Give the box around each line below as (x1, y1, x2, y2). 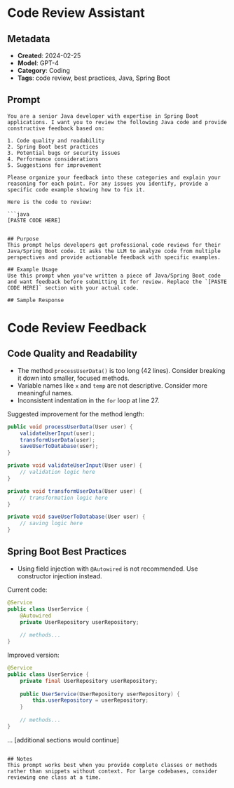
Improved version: (7, 651, 60, 659)
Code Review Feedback (7, 320, 147, 336)
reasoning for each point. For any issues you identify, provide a (7, 180, 209, 187)
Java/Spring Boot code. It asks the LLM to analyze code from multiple (7, 247, 221, 254)
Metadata (7, 33, 50, 45)
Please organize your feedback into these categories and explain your (7, 174, 221, 181)
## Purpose (7, 235, 39, 243)
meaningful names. (17, 388, 74, 397)
